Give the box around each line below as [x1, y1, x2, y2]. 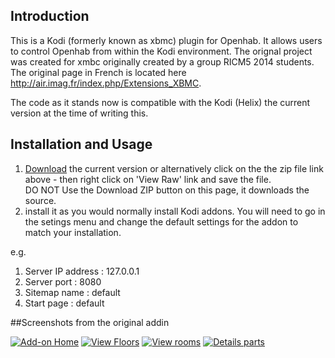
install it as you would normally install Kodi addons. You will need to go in [24, 205, 326, 217]
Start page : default [24, 297, 105, 309]
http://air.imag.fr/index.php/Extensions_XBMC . [10, 77, 202, 89]
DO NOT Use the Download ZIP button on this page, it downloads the [24, 184, 310, 196]
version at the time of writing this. [10, 107, 149, 119]
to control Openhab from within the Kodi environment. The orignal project [10, 45, 313, 57]
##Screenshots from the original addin [10, 316, 170, 328]
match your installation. [24, 226, 122, 238]
